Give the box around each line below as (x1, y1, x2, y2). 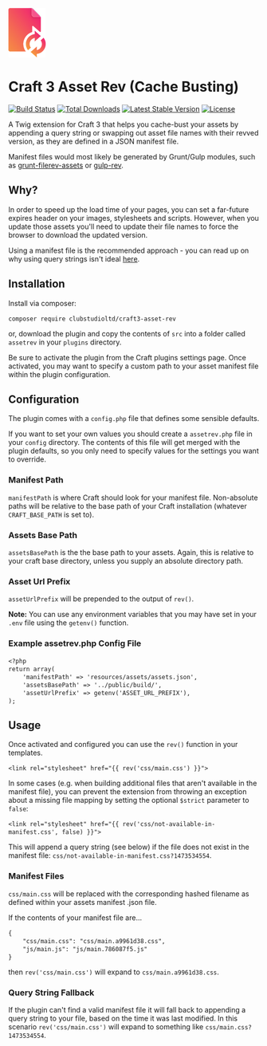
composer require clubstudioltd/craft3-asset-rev (8, 315, 177, 323)
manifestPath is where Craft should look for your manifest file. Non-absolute (8, 493, 258, 502)
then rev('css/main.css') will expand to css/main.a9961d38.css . (8, 967, 219, 977)
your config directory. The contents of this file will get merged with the (8, 438, 241, 447)
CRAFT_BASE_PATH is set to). (8, 509, 94, 519)
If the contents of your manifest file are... (8, 913, 142, 922)
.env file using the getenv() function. (8, 618, 129, 627)
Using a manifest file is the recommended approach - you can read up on (8, 246, 249, 255)
